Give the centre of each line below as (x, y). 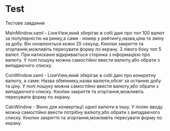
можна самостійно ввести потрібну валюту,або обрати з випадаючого (83, 112)
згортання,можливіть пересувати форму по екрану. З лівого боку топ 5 (83, 49)
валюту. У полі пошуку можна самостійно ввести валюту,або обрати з (83, 60)
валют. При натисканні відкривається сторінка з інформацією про (78, 55)
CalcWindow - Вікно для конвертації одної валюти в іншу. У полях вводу (84, 107)
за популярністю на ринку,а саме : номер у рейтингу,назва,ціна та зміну (85, 38)
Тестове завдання (25, 23)
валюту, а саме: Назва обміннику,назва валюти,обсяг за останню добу (83, 81)
